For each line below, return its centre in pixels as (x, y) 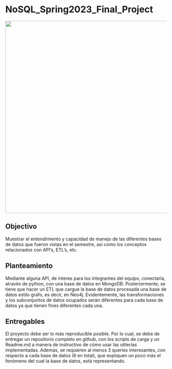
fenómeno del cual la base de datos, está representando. (66, 361)
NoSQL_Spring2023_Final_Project (79, 9)
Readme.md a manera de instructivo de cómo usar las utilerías (71, 345)
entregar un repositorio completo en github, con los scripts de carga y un (82, 339)
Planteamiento (29, 266)
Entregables (25, 321)
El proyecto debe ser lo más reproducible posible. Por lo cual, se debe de (83, 334)
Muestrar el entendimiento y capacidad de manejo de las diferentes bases (83, 239)
